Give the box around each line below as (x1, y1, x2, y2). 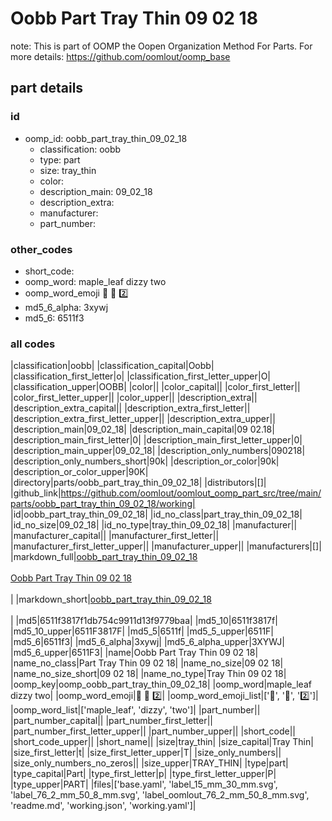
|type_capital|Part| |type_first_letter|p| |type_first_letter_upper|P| (10, 768, 277, 780)
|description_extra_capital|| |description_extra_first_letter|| (10, 402, 251, 414)
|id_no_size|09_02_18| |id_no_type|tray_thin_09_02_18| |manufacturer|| (10, 519, 298, 531)
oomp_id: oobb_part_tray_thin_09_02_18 (24, 132, 188, 144)
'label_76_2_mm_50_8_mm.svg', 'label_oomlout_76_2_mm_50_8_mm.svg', (10, 789, 310, 801)
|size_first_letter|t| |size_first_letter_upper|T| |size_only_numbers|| (10, 747, 282, 759)
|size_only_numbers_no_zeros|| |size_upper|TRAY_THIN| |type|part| (10, 757, 289, 769)
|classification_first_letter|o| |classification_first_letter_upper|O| (10, 370, 272, 382)
